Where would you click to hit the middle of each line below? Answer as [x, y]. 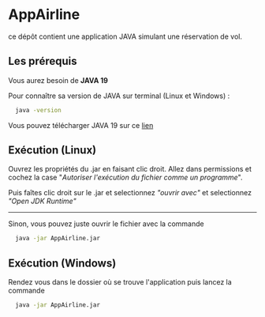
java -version [38, 110]
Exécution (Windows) [62, 263]
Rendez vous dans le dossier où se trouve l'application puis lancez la [120, 282]
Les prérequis [43, 61]
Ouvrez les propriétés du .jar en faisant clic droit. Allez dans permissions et [130, 169]
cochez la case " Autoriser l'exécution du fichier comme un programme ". [125, 177]
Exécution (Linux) [52, 151]
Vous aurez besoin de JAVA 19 [58, 80]
